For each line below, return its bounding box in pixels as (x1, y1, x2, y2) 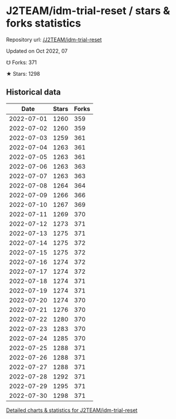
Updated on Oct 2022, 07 (6, 47, 68, 54)
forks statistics (6, 16, 81, 30)
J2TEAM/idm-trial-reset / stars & (6, 4, 170, 18)
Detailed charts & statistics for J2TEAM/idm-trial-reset (6, 407, 138, 414)
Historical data (6, 87, 61, 98)
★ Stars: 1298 (6, 70, 40, 77)
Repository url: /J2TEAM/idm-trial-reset (6, 36, 102, 43)
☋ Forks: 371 (6, 59, 37, 66)
